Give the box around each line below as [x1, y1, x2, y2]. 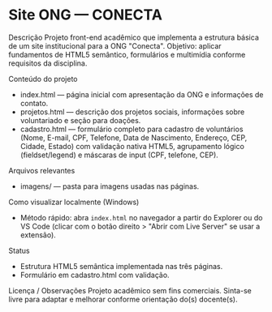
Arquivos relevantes [8, 165, 76, 175]
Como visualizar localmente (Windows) [8, 197, 140, 207]
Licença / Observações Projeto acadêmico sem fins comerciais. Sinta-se [8, 285, 252, 295]
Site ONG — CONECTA [8, 6, 162, 24]
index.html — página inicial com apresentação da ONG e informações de [19, 89, 264, 99]
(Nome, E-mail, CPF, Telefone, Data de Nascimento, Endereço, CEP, [19, 132, 248, 143]
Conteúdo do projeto [8, 74, 78, 83]
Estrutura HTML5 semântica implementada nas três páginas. [19, 261, 223, 271]
